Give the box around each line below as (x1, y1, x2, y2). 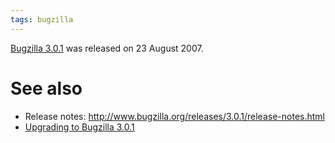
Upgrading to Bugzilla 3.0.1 (24, 121, 135, 133)
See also (10, 77, 83, 100)
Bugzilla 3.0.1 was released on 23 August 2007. (10, 42, 204, 54)
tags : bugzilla (10, 14, 74, 25)
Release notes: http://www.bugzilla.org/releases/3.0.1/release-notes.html (24, 110, 325, 122)
